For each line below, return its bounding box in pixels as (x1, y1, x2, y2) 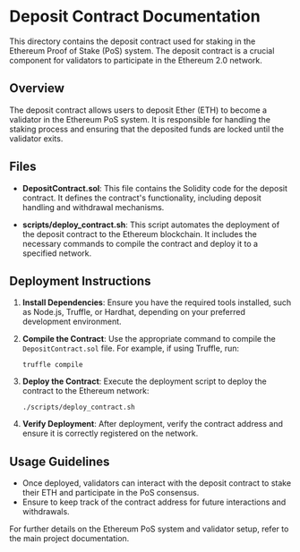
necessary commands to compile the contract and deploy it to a (21, 238, 258, 249)
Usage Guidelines (9, 454, 110, 469)
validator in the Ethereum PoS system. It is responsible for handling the (9, 114, 271, 124)
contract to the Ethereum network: (21, 386, 150, 396)
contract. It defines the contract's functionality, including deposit (21, 192, 261, 203)
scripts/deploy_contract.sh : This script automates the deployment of (21, 219, 280, 230)
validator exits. (9, 132, 64, 144)
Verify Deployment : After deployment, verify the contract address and (21, 419, 284, 429)
